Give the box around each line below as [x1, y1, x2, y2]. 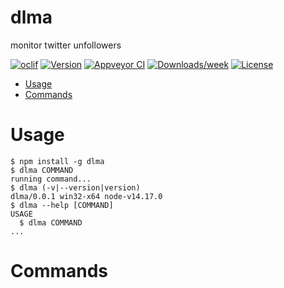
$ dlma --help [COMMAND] [10, 200, 114, 210]
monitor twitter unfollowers [10, 39, 122, 51]
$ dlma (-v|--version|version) [10, 182, 141, 193]
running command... [10, 174, 92, 184]
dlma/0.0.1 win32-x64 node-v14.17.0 [10, 191, 163, 201]
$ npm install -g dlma [10, 156, 105, 166]
